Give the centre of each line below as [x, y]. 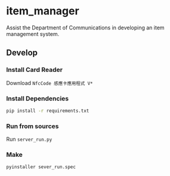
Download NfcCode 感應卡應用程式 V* [50, 83]
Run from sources [33, 126]
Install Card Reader [34, 70]
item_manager [43, 11]
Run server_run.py [29, 139]
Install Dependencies [38, 98]
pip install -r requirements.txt [48, 111]
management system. [33, 34]
